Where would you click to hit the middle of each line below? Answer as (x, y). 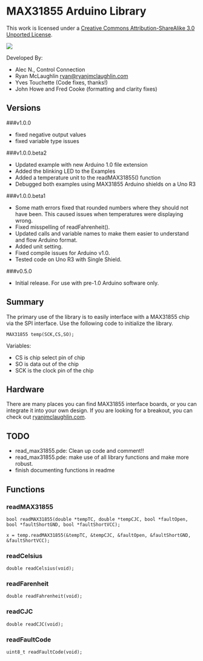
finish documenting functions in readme (65, 470)
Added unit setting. (39, 246)
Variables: (19, 346)
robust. (24, 464)
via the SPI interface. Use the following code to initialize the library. (90, 323)
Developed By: (25, 58)
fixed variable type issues (47, 141)
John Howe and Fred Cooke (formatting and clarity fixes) (86, 89)
